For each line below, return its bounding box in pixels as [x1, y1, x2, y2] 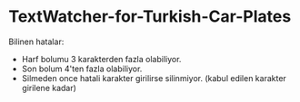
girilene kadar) [21, 82, 76, 93]
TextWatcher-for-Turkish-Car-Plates [8, 6, 292, 27]
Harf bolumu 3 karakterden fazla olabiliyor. [21, 53, 182, 64]
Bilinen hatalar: [8, 36, 65, 47]
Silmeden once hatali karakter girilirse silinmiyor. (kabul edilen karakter [21, 72, 287, 83]
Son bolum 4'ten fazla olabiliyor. [21, 63, 143, 74]
